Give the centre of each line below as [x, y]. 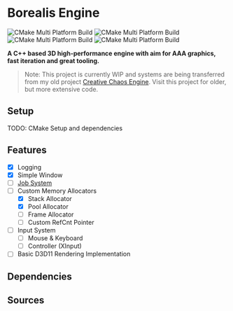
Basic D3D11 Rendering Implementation [74, 254]
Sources [26, 300]
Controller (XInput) [55, 246]
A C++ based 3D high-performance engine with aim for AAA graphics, [112, 53]
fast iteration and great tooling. [54, 60]
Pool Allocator [48, 206]
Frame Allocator [51, 214]
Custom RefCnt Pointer [61, 222]
